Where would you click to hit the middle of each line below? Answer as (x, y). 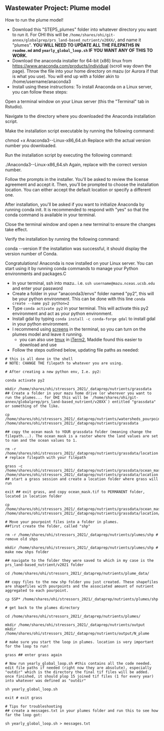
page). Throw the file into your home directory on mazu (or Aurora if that (85, 71)
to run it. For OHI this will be (40, 34)
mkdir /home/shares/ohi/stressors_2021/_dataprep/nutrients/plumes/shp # (82, 548)
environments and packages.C (36, 274)
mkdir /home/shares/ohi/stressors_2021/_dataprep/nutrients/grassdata (78, 389)
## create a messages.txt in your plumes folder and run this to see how (82, 710)
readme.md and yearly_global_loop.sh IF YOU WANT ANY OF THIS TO (82, 50)
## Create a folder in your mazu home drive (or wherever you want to (78, 393)
